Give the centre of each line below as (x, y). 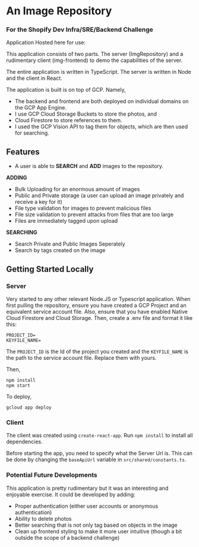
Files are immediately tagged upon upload (66, 221)
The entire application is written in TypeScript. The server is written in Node (99, 72)
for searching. (32, 133)
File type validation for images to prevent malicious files (83, 208)
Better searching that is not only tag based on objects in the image (96, 525)
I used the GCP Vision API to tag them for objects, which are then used (101, 127)
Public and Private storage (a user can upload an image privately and (99, 195)
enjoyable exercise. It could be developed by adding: (71, 494)
